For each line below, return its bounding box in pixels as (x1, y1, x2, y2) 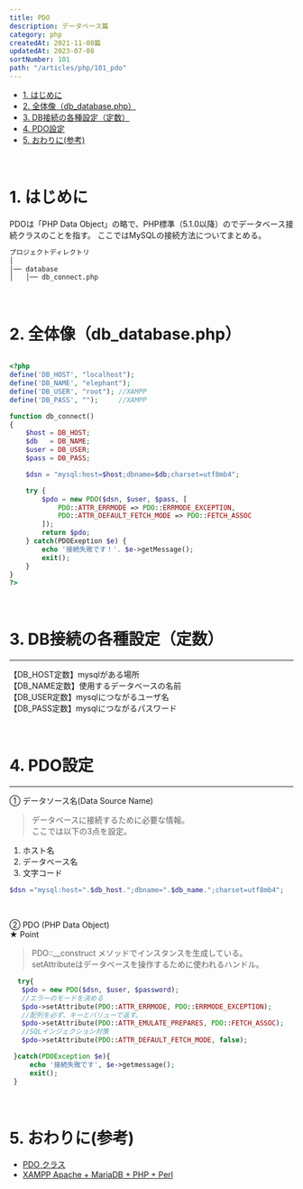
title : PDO (9, 13, 50, 23)
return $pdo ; (41, 529, 91, 538)
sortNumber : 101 (9, 55, 70, 64)
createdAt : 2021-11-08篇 (9, 38, 102, 48)
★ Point (9, 929, 40, 939)
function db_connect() (9, 411, 95, 420)
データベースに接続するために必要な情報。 (31, 815, 190, 825)
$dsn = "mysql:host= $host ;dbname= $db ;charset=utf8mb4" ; (25, 470, 241, 479)
